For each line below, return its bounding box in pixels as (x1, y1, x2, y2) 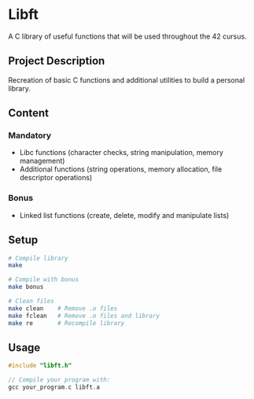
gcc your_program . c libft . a (8, 383, 101, 391)
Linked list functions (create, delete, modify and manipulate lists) (19, 210, 230, 220)
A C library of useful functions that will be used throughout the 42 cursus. (8, 31, 247, 41)
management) (19, 156, 65, 166)
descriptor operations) (19, 173, 93, 183)
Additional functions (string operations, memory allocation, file (19, 164, 223, 174)
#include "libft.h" (8, 362, 72, 370)
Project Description (8, 54, 105, 68)
